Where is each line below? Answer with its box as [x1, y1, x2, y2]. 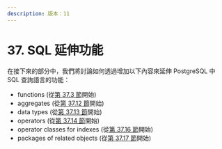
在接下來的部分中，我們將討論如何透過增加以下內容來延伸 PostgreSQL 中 [7, 67, 216, 75]
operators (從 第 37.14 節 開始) [17, 116, 100, 125]
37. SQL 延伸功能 [7, 42, 104, 58]
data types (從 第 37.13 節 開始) [17, 107, 102, 116]
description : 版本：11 [7, 10, 70, 17]
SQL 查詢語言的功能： [7, 75, 70, 84]
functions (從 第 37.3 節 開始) [17, 90, 97, 98]
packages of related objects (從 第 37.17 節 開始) [17, 134, 152, 142]
